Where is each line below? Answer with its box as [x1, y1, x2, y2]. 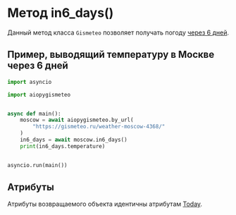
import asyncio [7, 78, 52, 85]
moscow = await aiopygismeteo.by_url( [20, 116, 134, 124]
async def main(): [7, 110, 61, 117]
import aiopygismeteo [7, 91, 71, 98]
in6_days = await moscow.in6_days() [20, 136, 128, 143]
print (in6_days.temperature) [20, 142, 106, 149]
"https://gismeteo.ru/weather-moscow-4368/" [32, 123, 166, 130]
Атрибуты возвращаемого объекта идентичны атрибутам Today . [7, 199, 203, 209]
